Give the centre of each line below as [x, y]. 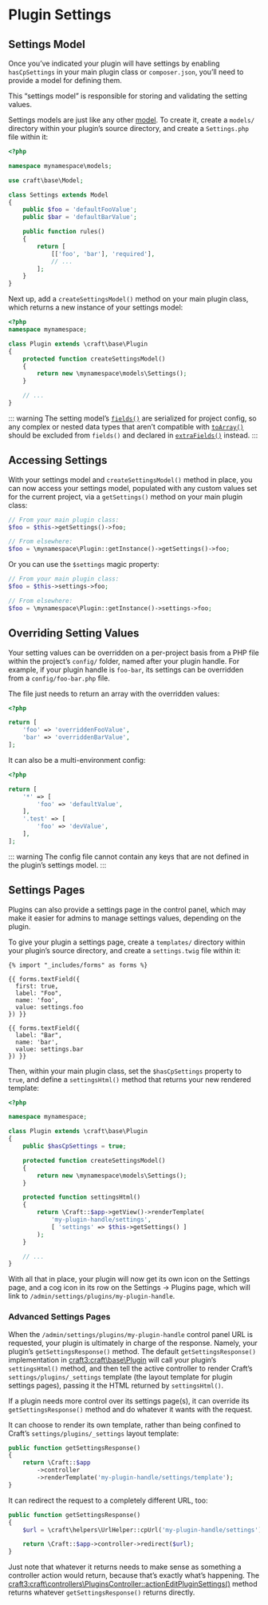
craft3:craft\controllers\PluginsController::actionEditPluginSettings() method [133, 1584]
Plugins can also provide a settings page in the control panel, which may [127, 909]
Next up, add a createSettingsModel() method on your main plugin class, [128, 299]
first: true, [37, 986]
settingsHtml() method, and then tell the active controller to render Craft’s [130, 1368]
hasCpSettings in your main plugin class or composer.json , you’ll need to [126, 72]
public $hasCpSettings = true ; [75, 1146]
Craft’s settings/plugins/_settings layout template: [94, 1433]
